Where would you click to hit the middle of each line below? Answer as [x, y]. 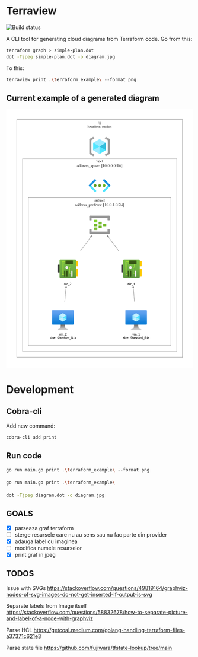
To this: [15, 68]
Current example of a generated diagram [83, 98]
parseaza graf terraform [44, 528]
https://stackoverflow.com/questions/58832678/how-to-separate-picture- [97, 612]
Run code [24, 456]
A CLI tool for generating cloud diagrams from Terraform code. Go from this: [99, 39]
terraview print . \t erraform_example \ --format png [71, 79]
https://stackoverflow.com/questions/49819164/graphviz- [118, 588]
